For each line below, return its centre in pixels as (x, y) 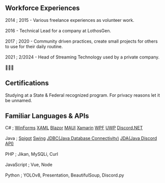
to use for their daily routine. (34, 46)
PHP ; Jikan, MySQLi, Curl (32, 154)
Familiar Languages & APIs (47, 116)
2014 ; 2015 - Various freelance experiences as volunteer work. (70, 20)
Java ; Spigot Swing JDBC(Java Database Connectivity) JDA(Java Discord (81, 138)
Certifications (27, 83)
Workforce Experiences (43, 8)
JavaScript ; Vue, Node (29, 165)
